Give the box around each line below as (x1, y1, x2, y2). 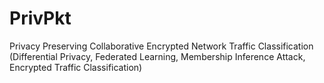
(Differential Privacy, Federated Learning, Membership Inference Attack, (9, 50, 306, 62)
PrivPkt (9, 7, 72, 30)
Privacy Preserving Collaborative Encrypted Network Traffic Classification (9, 40, 314, 52)
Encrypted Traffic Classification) (9, 61, 143, 73)
